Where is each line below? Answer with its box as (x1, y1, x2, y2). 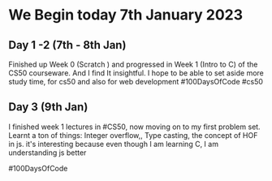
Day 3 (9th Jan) (8, 100, 89, 114)
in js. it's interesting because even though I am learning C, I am (8, 139, 219, 149)
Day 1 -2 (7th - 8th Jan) (8, 38, 127, 52)
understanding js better (8, 148, 87, 157)
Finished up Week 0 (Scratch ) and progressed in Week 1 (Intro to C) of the (8, 59, 258, 69)
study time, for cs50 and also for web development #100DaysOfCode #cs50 (8, 77, 264, 86)
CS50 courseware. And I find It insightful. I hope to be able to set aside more (8, 68, 264, 78)
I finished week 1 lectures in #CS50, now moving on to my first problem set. (8, 122, 261, 131)
